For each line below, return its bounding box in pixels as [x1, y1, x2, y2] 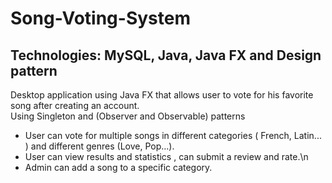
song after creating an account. [10, 100, 140, 111]
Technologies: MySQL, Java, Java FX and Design [10, 47, 322, 64]
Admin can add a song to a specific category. [24, 162, 213, 173]
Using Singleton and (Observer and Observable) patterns [10, 110, 246, 122]
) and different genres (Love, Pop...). [24, 140, 175, 152]
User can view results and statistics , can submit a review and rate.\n [24, 151, 309, 162]
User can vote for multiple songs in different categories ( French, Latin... [24, 130, 322, 141]
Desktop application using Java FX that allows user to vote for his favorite [10, 89, 314, 101]
